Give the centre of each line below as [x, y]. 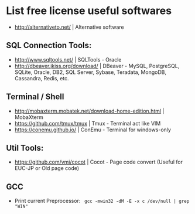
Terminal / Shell [35, 97]
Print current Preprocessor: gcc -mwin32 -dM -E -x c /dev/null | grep [102, 201]
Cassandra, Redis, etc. [42, 78]
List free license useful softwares [89, 11]
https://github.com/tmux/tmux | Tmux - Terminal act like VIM [88, 123]
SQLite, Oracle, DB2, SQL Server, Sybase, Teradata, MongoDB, [90, 72]
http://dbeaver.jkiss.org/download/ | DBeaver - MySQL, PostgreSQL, [97, 66]
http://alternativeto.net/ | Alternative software [69, 27]
